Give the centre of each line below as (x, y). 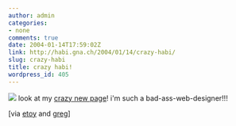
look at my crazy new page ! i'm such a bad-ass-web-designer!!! (123, 98)
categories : (28, 23)
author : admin (32, 15)
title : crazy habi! (41, 67)
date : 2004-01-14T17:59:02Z (55, 45)
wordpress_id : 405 (39, 74)
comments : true (33, 38)
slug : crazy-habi (37, 60)
